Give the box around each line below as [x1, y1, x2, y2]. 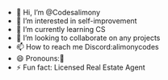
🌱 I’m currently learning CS [15, 25, 107, 34]
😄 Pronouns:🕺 [15, 54, 65, 63]
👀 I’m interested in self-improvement [15, 16, 137, 26]
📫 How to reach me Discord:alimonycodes [15, 42, 159, 51]
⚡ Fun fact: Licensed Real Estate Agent [15, 62, 145, 72]
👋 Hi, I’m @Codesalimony [15, 8, 101, 17]
